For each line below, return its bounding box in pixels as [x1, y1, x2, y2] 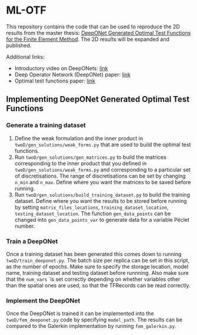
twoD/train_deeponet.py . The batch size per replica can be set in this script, [6, 257, 190, 264]
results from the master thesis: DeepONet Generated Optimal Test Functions [6, 29, 191, 36]
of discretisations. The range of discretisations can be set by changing [14, 172, 186, 179]
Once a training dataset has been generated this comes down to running [6, 250, 182, 257]
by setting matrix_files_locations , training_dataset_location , [14, 203, 169, 211]
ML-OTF [6, 4, 46, 17]
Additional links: [6, 53, 45, 60]
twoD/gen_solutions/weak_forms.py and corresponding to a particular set [14, 166, 191, 173]
